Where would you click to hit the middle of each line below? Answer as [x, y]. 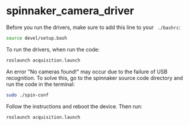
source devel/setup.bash [37, 38]
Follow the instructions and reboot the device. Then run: [74, 106]
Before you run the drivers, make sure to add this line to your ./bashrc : [93, 27]
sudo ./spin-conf [27, 95]
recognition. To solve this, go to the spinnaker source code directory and [94, 77]
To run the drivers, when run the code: [53, 49]
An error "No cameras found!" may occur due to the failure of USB [87, 72]
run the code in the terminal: [40, 84]
